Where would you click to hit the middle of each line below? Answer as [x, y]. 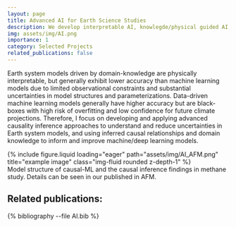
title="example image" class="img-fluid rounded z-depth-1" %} [99, 161]
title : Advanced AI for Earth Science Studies [77, 20]
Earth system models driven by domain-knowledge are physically [102, 73]
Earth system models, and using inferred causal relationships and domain [114, 133]
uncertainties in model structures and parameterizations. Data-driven [108, 95]
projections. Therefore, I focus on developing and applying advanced [107, 118]
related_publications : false [50, 54]
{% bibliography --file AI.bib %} [54, 216]
